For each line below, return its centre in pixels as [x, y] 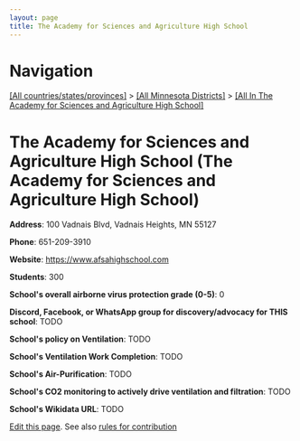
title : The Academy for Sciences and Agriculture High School [129, 26]
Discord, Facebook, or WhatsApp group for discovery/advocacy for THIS [149, 312]
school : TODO [36, 322]
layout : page [34, 18]
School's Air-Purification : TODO [71, 374]
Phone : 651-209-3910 [51, 242]
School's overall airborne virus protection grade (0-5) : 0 [117, 295]
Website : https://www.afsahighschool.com [89, 259]
